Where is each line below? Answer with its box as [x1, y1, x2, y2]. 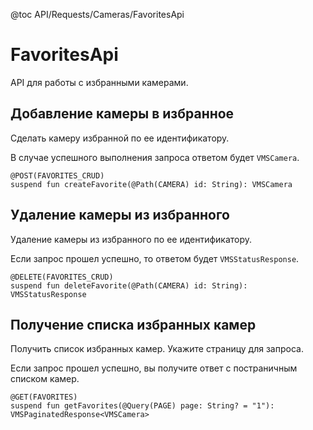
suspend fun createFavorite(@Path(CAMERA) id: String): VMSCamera [10, 179, 293, 189]
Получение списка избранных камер [10, 316, 257, 333]
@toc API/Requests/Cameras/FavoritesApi [10, 9, 185, 20]
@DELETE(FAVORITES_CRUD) [10, 272, 114, 282]
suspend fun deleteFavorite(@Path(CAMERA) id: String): [10, 280, 248, 291]
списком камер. [10, 373, 80, 385]
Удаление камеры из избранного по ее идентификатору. [10, 233, 253, 245]
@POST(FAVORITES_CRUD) [10, 170, 105, 181]
